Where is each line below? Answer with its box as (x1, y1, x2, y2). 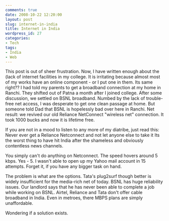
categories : (5, 36, 30, 41)
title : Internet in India (5, 26, 60, 31)
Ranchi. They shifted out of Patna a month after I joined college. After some (5, 90, 162, 96)
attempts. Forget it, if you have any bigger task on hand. (5, 163, 122, 170)
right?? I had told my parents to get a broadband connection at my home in (5, 85, 161, 91)
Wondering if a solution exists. (5, 210, 68, 216)
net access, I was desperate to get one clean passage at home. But (15, 101, 155, 107)
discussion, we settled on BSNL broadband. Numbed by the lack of (5, 95, 145, 101)
